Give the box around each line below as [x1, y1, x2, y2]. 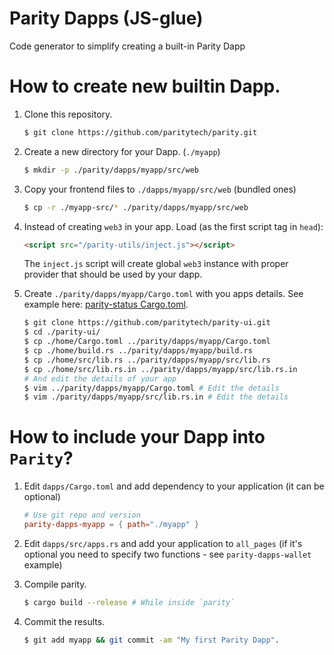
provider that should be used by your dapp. [23, 268, 203, 281]
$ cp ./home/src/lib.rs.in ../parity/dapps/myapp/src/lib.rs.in [23, 364, 298, 374]
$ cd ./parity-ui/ [23, 327, 101, 337]
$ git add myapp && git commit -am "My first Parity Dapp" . [23, 635, 280, 645]
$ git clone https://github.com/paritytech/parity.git [23, 127, 258, 137]
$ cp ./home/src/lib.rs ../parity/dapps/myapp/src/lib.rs [23, 355, 271, 365]
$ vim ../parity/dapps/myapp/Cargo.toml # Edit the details [23, 383, 280, 393]
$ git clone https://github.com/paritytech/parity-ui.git [23, 318, 271, 328]
